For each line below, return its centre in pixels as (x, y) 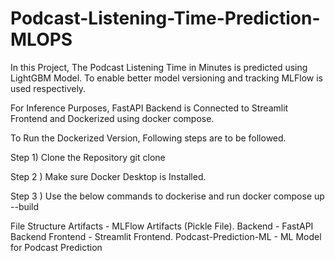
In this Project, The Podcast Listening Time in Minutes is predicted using (159, 67)
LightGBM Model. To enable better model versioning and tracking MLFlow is (166, 78)
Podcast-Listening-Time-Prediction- (165, 18)
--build (25, 206)
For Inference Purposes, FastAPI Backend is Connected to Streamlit (149, 108)
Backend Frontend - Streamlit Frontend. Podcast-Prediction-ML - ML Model (166, 236)
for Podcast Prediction (56, 247)
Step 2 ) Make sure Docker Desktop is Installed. (108, 176)
